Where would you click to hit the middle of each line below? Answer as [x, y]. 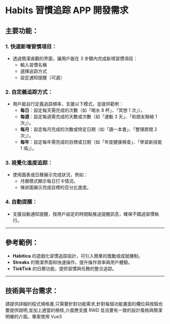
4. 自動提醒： [22, 202]
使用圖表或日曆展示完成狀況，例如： [50, 175]
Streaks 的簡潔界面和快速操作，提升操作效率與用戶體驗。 [72, 262]
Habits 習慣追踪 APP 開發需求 [67, 10]
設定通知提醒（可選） [42, 77]
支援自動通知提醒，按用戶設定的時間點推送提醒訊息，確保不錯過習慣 [83, 214]
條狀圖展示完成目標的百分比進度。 [56, 187]
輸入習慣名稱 [33, 64]
